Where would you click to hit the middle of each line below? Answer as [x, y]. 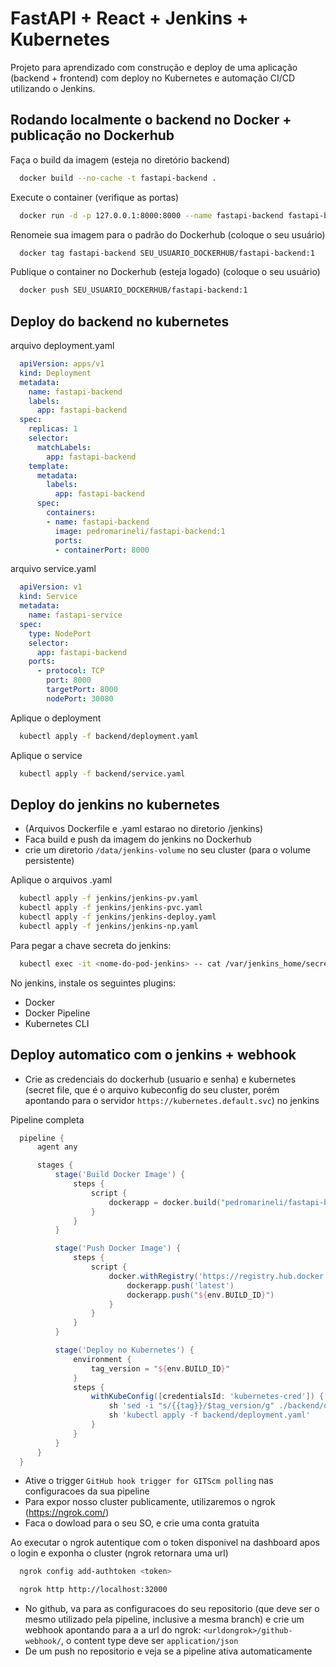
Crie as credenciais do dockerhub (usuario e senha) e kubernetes [160, 1079]
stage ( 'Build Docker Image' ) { [120, 1175]
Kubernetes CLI [57, 1023]
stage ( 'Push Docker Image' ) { [118, 1248]
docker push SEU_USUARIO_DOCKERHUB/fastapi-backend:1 [133, 290]
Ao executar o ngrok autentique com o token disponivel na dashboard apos [165, 1543]
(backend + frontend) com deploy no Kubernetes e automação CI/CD [153, 78]
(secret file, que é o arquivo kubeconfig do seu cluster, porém [152, 1089]
